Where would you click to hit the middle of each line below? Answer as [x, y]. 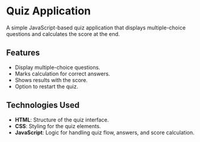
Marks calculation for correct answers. [62, 74]
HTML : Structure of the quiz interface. [62, 120]
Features [23, 53]
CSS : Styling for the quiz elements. [58, 126]
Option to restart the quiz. [47, 86]
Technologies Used [43, 105]
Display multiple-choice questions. [57, 67]
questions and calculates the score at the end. [63, 34]
